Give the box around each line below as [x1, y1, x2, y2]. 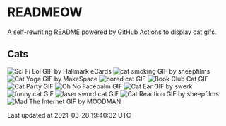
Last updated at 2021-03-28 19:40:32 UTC [7, 110, 131, 119]
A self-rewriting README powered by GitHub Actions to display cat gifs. [7, 28, 217, 36]
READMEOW [7, 4, 83, 21]
